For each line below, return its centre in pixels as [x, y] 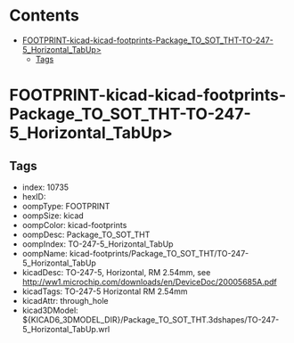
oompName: [45, 253]
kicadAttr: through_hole [65, 300]
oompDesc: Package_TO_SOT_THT [86, 234]
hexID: [34, 196]
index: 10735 [45, 187]
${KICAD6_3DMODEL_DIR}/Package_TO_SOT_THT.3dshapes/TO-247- [151, 319]
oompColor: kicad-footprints [74, 225]
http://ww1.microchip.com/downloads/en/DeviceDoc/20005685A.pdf [150, 282]
